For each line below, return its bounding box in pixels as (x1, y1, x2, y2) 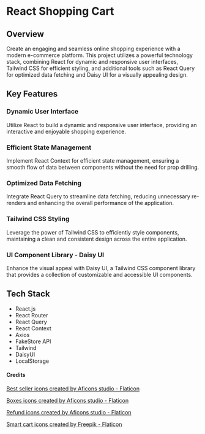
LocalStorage (15, 357, 50, 365)
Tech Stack (6, 289, 50, 299)
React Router (15, 311, 48, 319)
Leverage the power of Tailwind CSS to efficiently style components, (6, 228, 179, 236)
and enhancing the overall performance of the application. (27, 200, 174, 207)
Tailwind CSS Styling (6, 215, 70, 223)
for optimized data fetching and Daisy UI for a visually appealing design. (6, 71, 188, 78)
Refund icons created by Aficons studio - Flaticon (6, 408, 132, 416)
